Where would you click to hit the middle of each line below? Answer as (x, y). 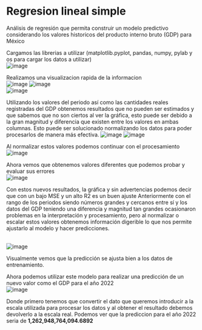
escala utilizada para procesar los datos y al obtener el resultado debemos (99, 307)
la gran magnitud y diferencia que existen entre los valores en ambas (93, 121)
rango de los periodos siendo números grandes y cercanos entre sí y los (97, 202)
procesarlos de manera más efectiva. (53, 135)
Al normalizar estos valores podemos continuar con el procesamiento (93, 146)
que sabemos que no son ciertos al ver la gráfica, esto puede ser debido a (99, 115)
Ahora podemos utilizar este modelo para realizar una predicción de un (95, 276)
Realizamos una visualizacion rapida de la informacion (74, 77)
